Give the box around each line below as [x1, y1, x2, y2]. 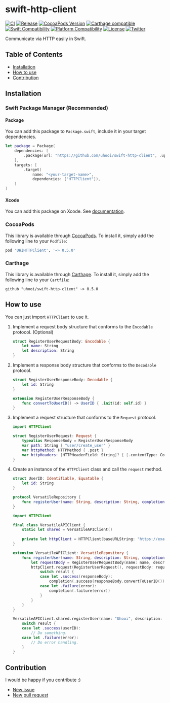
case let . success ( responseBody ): [39, 574, 113, 579]
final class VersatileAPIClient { [12, 522, 86, 527]
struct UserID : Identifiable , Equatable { [12, 476, 104, 481]
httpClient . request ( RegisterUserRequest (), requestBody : [31, 564, 153, 570]
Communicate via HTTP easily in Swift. [5, 36, 86, 42]
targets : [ [14, 162, 37, 168]
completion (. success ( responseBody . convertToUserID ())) [49, 579, 167, 584]
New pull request [12, 692, 49, 698]
